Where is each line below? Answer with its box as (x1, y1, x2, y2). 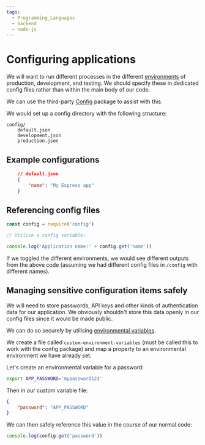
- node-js (12, 26, 37, 33)
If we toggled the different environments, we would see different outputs (6, 254, 189, 262)
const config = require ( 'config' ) (6, 221, 95, 227)
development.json (17, 133, 62, 139)
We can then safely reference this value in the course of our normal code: (6, 421, 192, 428)
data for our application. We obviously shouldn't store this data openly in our (6, 308, 199, 315)
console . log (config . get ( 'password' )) (6, 433, 103, 439)
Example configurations (6, 154, 100, 165)
